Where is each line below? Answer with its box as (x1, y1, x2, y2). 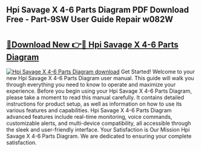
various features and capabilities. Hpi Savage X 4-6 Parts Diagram (6, 107, 172, 114)
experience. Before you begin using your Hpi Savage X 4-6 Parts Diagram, (6, 87, 192, 95)
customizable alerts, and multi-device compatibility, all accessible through (6, 119, 191, 127)
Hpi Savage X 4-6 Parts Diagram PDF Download (6, 5, 189, 15)
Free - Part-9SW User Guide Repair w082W (6, 15, 174, 25)
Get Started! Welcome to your (120, 68, 195, 75)
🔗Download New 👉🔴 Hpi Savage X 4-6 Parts (6, 39, 179, 50)
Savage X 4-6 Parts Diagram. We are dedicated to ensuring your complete (6, 133, 192, 139)
